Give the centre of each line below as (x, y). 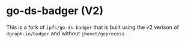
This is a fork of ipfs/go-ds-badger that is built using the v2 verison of (92, 27)
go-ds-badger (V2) (55, 11)
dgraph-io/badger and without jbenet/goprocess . (66, 33)
